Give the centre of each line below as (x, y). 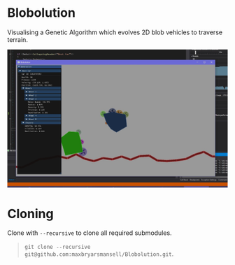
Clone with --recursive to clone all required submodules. (90, 233)
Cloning (30, 214)
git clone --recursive (57, 247)
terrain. (17, 39)
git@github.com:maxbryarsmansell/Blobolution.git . (99, 254)
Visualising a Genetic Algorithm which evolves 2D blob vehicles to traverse (115, 32)
